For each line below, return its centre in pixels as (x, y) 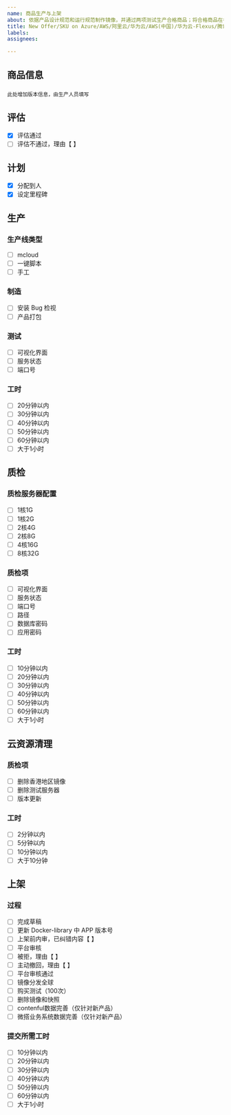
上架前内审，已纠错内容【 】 (57, 939)
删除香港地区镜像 (41, 781)
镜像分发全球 (35, 982)
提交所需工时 (29, 1037)
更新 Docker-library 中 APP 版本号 (65, 931)
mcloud (28, 255)
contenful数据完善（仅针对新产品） (67, 1008)
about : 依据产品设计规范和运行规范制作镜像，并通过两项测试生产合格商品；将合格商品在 (115, 20)
